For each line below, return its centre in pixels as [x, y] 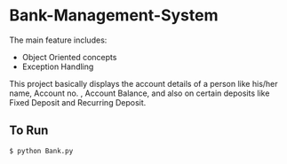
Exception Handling [58, 66]
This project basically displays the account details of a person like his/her [143, 83]
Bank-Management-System [114, 16]
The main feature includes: [58, 40]
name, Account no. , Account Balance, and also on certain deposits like [140, 93]
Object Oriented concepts [69, 57]
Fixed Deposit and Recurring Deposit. [78, 102]
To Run [29, 131]
